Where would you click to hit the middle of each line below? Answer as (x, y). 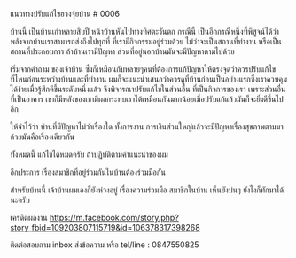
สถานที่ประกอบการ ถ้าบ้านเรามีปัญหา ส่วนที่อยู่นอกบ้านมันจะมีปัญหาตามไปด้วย (122, 51)
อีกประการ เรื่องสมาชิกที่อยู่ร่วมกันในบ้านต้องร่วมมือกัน (88, 172)
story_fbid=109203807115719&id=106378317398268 (105, 227)
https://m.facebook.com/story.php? (114, 218)
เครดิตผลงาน (29, 218)
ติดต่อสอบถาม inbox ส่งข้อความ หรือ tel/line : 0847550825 (105, 245)
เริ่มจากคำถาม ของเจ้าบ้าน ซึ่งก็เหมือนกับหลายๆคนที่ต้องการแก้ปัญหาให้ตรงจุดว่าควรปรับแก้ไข (143, 69)
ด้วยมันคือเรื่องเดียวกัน (42, 137)
